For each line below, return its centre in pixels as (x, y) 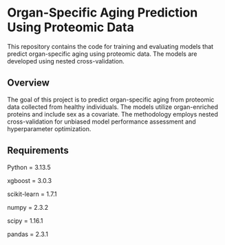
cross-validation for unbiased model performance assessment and (101, 121)
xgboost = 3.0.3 (30, 180)
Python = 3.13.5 (29, 167)
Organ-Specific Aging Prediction (103, 13)
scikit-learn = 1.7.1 (32, 194)
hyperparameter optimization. (49, 128)
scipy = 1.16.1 (25, 220)
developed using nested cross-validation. (66, 61)
